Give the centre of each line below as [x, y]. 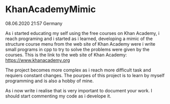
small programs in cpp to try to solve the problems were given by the [77, 49]
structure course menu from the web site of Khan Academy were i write [80, 44]
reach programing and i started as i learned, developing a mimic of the [79, 39]
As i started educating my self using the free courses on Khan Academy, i [82, 33]
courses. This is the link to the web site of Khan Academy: [66, 55]
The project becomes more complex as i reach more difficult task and [78, 70]
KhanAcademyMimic [51, 9]
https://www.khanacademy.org [38, 60]
